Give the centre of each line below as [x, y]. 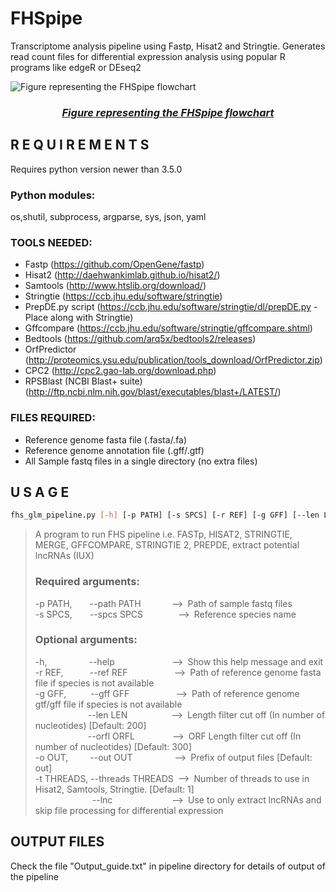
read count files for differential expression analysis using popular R [148, 56]
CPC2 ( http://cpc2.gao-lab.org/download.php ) [120, 371]
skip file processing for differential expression [129, 810]
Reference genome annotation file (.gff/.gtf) [114, 450]
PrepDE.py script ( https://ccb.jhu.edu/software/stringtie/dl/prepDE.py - [171, 307]
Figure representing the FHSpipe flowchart [168, 112]
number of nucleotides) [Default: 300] [113, 746]
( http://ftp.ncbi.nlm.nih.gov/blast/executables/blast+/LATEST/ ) [153, 392]
